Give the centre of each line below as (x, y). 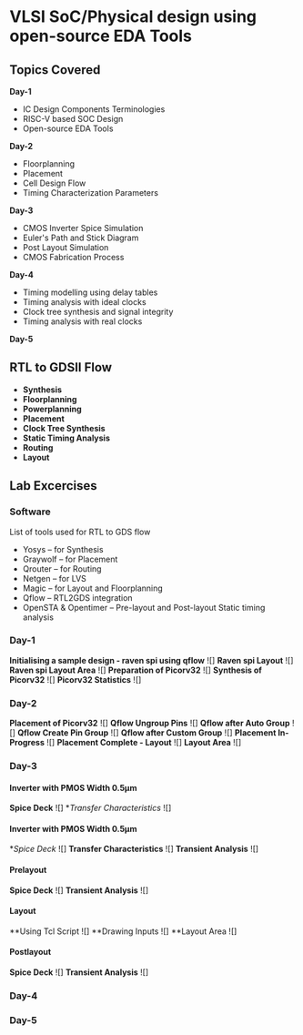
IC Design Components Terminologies (94, 109)
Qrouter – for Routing (62, 568)
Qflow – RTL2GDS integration (78, 597)
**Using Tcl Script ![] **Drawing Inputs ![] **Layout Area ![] (123, 931)
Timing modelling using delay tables (90, 292)
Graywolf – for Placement (70, 559)
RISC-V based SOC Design (73, 119)
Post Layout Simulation (66, 247)
